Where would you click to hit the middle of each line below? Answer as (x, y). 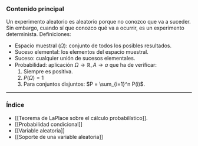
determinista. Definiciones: (39, 34)
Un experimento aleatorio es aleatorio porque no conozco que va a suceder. (98, 22)
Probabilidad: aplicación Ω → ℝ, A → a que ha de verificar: (86, 65)
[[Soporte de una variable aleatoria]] (59, 137)
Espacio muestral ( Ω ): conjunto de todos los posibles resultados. (93, 46)
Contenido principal (35, 9)
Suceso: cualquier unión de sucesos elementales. (75, 59)
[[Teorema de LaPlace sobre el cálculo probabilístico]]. (81, 118)
